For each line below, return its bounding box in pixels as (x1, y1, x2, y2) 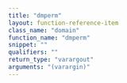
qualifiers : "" (8, 48, 59, 56)
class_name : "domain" (8, 26, 80, 34)
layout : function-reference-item (8, 19, 119, 27)
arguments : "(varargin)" (8, 63, 90, 71)
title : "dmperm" (8, 11, 62, 20)
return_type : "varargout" (8, 56, 94, 64)
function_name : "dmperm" (8, 33, 90, 42)
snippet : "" (8, 41, 48, 49)
